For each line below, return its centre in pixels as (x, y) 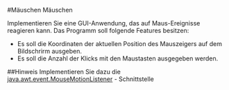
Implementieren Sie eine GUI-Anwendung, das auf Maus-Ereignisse (104, 23)
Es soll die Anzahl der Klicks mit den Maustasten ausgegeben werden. (118, 58)
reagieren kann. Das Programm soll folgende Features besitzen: (98, 31)
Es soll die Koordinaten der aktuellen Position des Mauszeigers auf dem (119, 44)
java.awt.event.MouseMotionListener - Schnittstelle (80, 79)
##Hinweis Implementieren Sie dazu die (64, 72)
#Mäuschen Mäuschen (40, 10)
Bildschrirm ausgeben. (49, 51)
